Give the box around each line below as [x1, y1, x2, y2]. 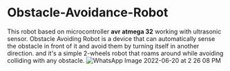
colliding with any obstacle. [7, 56, 85, 64]
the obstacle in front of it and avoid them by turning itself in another [7, 42, 200, 50]
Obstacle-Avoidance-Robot [7, 5, 169, 20]
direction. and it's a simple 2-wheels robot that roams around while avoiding [7, 49, 224, 57]
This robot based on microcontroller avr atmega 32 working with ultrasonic [7, 27, 222, 35]
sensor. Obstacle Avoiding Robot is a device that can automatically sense [7, 34, 215, 42]
